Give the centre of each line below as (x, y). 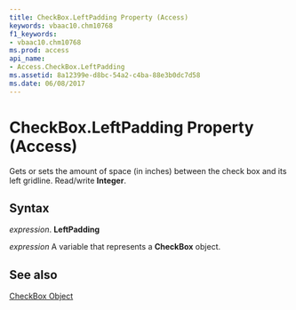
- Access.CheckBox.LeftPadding (67, 68)
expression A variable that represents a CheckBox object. (115, 247)
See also (33, 275)
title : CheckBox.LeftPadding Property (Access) (99, 17)
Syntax (29, 208)
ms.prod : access (39, 51)
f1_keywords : (33, 34)
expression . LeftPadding (55, 230)
